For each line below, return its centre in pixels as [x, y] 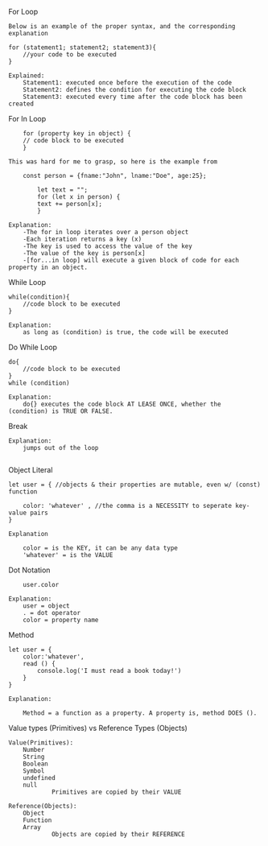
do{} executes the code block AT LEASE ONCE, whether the [122, 404]
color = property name [61, 620]
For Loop [23, 12]
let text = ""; [63, 190]
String [34, 757]
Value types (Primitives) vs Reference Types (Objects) [98, 728]
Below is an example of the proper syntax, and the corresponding [122, 27]
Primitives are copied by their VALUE [116, 792]
